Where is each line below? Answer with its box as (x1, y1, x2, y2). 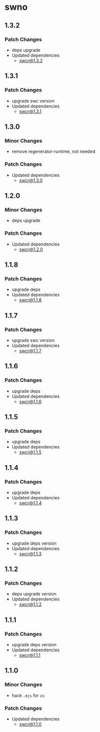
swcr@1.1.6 (19, 398, 42, 404)
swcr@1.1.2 (19, 601, 42, 607)
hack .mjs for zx (11, 692, 45, 698)
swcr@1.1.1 (19, 652, 40, 658)
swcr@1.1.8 (19, 297, 42, 303)
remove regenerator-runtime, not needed (11, 148, 96, 154)
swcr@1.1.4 (19, 500, 42, 506)
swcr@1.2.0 (19, 246, 43, 252)
